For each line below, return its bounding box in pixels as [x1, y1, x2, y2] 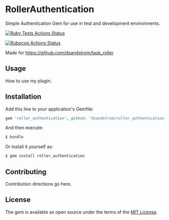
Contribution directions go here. [5, 181, 72, 187]
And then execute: [5, 125, 44, 131]
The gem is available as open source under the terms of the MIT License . [5, 209, 158, 215]
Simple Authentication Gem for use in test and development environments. [5, 20, 160, 26]
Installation [5, 93, 41, 101]
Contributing [5, 167, 47, 176]
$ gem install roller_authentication [5, 153, 85, 159]
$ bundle [5, 135, 24, 140]
